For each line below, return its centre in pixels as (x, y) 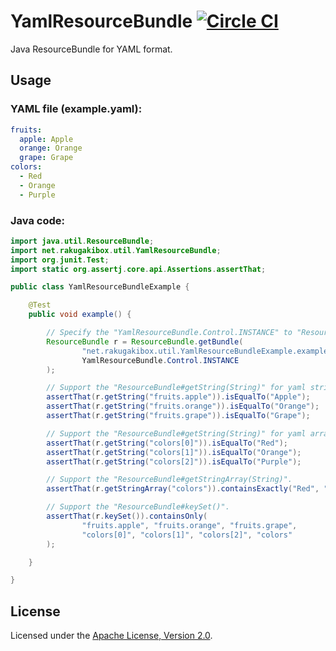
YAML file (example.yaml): (76, 109)
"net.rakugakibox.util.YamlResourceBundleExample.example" (207, 351)
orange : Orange (51, 148)
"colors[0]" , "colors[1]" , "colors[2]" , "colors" (187, 535)
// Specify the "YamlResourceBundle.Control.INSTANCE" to (169, 333)
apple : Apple (46, 139)
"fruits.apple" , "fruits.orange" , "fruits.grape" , (189, 525)
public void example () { (80, 315)
